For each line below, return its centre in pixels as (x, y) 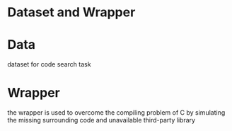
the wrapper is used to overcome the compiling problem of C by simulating (116, 113)
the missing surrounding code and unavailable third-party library (101, 120)
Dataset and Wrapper (71, 12)
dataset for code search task (49, 64)
